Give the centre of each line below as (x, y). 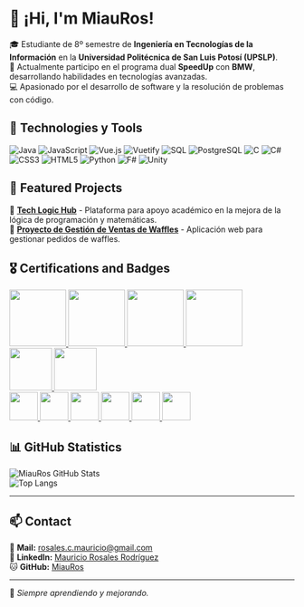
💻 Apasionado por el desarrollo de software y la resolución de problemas (147, 86)
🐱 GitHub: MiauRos (47, 567)
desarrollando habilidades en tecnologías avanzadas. (109, 76)
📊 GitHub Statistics (66, 447)
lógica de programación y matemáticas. (83, 219)
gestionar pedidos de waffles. (65, 238)
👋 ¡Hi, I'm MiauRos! (82, 19)
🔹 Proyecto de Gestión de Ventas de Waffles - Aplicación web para (136, 229)
